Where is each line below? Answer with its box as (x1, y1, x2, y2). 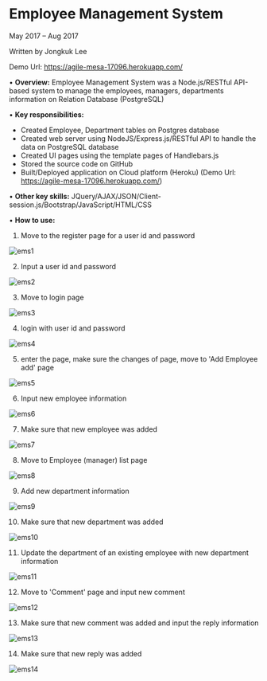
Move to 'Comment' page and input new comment (20, 587, 185, 597)
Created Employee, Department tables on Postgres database (20, 125, 219, 135)
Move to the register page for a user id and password (20, 230, 195, 240)
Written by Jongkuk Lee (9, 46, 87, 56)
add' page (20, 362, 55, 372)
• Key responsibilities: (9, 109, 84, 119)
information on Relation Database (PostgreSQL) (9, 94, 164, 104)
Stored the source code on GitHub (20, 159, 133, 168)
